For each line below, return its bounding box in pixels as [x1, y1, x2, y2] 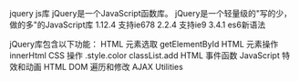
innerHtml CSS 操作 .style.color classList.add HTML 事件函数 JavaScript [9, 50, 281, 61]
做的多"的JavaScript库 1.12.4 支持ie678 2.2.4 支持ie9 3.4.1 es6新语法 [9, 19, 266, 30]
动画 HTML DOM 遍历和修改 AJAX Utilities [25, 62, 184, 72]
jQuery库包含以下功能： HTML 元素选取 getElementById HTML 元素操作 [9, 39, 279, 49]
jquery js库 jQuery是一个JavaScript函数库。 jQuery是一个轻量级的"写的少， [9, 8, 292, 18]
